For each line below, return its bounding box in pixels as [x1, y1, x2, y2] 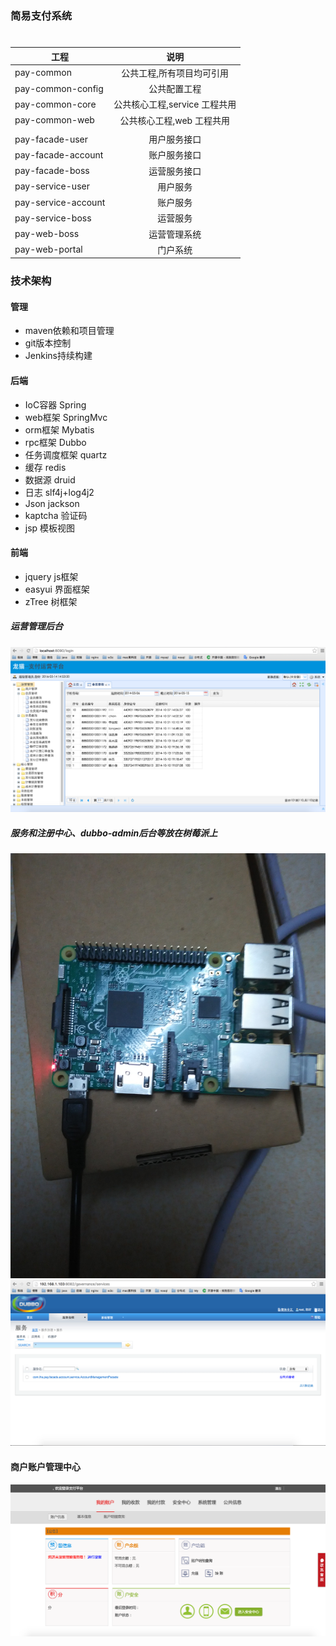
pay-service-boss [14, 212, 92, 224]
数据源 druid [24, 473, 76, 486]
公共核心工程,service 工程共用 [113, 98, 237, 111]
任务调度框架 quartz [24, 448, 108, 461]
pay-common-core [14, 98, 97, 110]
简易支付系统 [10, 8, 73, 22]
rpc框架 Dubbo [24, 436, 87, 448]
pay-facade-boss [14, 165, 90, 177]
